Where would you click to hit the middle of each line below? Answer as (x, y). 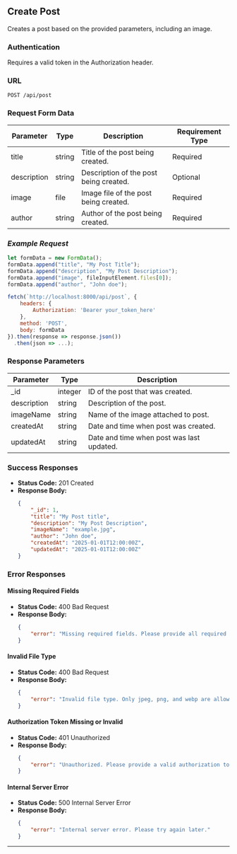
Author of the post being (121, 213)
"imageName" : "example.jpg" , (73, 530)
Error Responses (36, 574)
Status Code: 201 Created (55, 483)
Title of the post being (117, 152)
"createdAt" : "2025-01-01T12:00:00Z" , (87, 543)
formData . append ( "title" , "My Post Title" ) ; (74, 265)
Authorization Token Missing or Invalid (65, 722)
